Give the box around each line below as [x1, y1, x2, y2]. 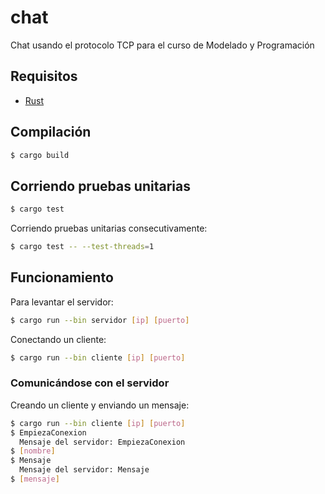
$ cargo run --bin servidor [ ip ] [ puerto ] [10, 315, 190, 325]
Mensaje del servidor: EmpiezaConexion [19, 437, 186, 447]
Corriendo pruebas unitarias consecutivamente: [10, 222, 208, 235]
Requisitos [10, 68, 78, 85]
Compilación [10, 124, 92, 141]
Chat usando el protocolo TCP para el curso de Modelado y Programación [10, 39, 315, 51]
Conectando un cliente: [10, 333, 107, 345]
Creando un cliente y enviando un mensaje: [10, 399, 190, 411]
